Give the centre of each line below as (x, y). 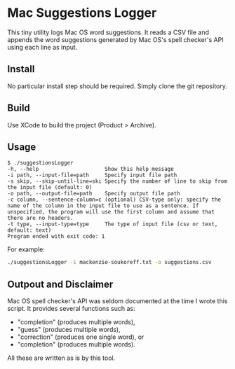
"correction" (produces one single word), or (81, 337)
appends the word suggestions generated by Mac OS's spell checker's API (115, 39)
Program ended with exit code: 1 (56, 237)
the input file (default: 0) (50, 188)
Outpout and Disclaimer (60, 284)
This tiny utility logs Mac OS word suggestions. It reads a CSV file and (108, 32)
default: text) (29, 230)
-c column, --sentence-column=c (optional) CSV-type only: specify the (114, 200)
